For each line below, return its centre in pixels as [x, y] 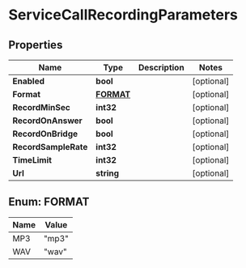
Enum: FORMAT [49, 202]
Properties [36, 45]
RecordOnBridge [45, 134]
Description [161, 68]
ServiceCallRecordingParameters [123, 15]
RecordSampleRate [50, 147]
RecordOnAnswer [47, 121]
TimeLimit [32, 160]
